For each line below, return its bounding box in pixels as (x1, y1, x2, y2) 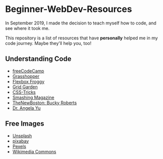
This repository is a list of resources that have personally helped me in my (5, 35, 158, 41)
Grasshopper (12, 73, 40, 79)
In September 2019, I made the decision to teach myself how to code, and (5, 20, 157, 26)
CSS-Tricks (12, 89, 36, 95)
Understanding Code (5, 55, 71, 63)
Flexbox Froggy (12, 78, 45, 84)
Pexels (12, 143, 26, 149)
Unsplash (12, 133, 32, 139)
